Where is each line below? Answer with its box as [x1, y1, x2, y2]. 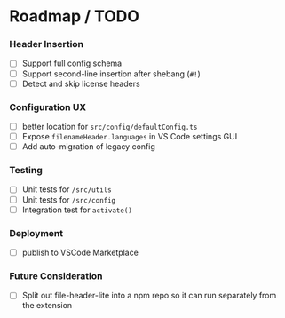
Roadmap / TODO [9, 6, 140, 27]
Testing [9, 164, 43, 177]
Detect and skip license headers [21, 78, 140, 89]
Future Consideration [9, 269, 103, 282]
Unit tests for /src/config [21, 194, 116, 205]
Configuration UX [9, 100, 87, 113]
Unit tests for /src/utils [21, 184, 113, 195]
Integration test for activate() [21, 204, 133, 215]
